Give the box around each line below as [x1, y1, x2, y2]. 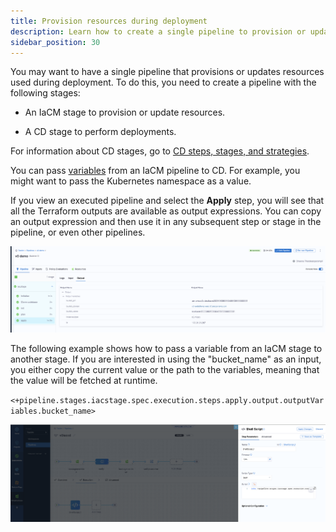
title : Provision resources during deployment [10, 16, 208, 26]
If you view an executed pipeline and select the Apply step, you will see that [10, 195, 325, 207]
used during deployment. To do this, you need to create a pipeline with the [10, 76, 317, 89]
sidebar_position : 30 [10, 37, 101, 47]
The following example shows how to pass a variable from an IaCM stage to [10, 342, 323, 354]
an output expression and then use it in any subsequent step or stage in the [10, 216, 322, 228]
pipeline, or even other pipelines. [10, 226, 146, 239]
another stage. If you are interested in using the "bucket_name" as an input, [10, 353, 322, 365]
